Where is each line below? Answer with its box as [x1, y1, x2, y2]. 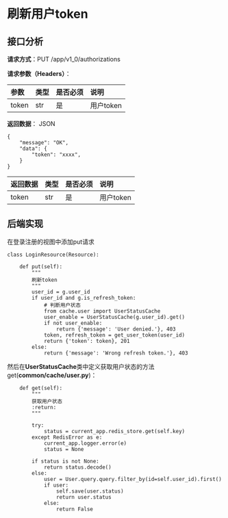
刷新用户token [7, 6, 88, 22]
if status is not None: [31, 458, 99, 465]
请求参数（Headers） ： [7, 70, 71, 77]
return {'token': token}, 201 [43, 337, 130, 344]
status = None [43, 445, 84, 452]
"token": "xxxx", [31, 151, 81, 158]
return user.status [55, 493, 112, 500]
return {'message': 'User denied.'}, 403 [55, 326, 176, 333]
